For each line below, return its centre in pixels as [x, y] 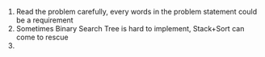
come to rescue [42, 37]
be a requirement [45, 20]
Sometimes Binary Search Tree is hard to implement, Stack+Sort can [130, 28]
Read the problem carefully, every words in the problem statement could [137, 12]
